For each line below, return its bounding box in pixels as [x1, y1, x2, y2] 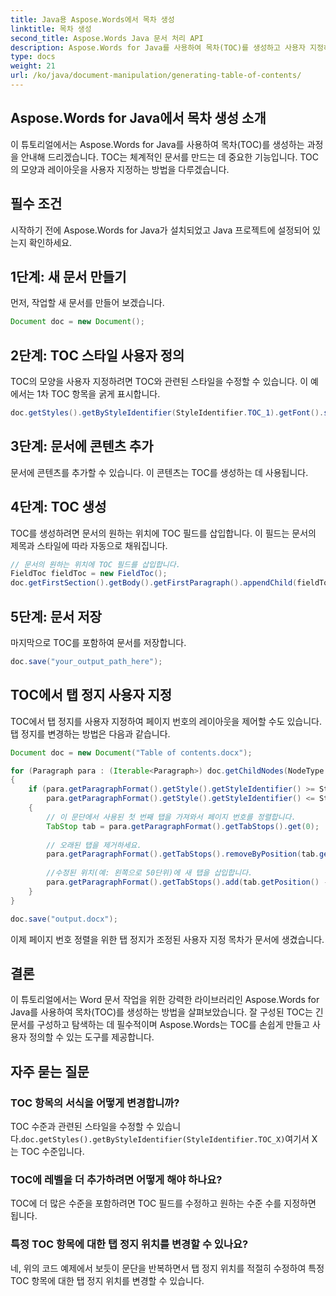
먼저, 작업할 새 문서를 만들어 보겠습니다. [10, 297, 165, 309]
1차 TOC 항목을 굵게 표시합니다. [36, 388, 161, 400]
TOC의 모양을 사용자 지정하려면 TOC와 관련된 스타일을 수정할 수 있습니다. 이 [10, 376, 309, 387]
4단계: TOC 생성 [10, 499, 107, 516]
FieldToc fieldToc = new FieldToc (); [10, 569, 168, 579]
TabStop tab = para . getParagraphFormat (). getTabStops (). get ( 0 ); [46, 821, 320, 831]
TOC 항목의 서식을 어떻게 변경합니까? [10, 1096, 180, 1110]
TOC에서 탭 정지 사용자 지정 [10, 687, 173, 704]
